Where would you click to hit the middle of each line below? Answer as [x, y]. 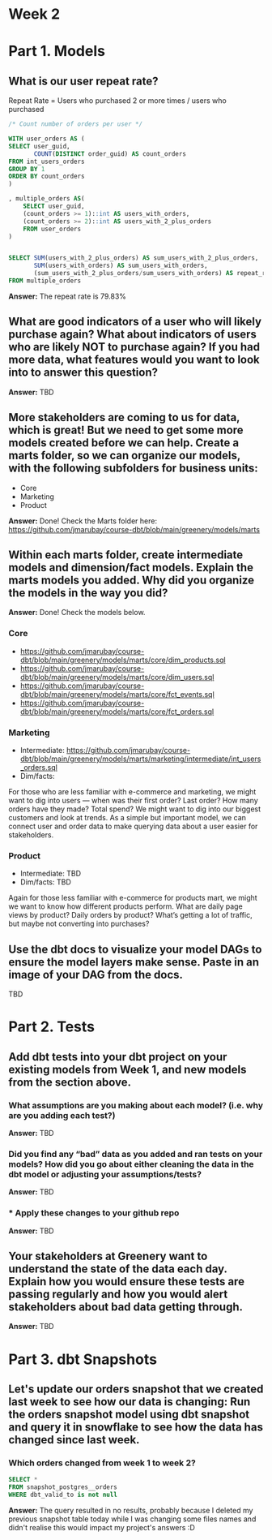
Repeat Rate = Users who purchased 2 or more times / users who [117, 101]
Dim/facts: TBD [45, 882]
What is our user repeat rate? [84, 81]
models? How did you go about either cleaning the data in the [131, 1164]
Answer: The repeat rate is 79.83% [68, 296]
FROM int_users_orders [47, 161]
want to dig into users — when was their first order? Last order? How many [134, 800]
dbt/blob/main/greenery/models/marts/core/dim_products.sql [123, 660]
